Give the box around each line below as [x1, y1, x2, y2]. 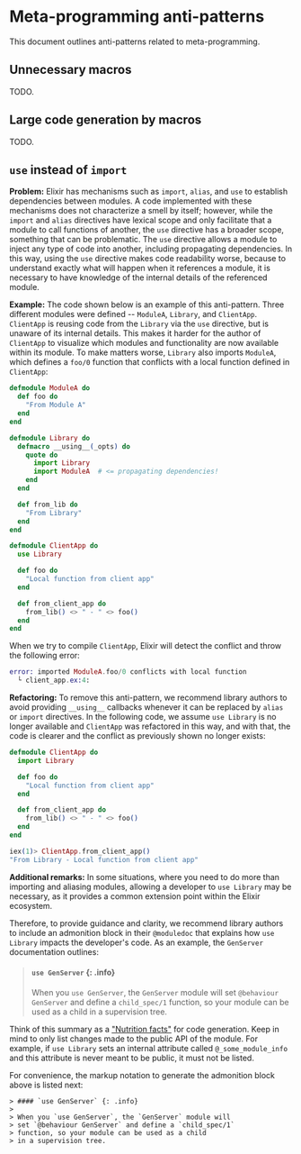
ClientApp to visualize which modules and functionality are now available [9, 338, 279, 349]
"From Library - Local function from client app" [9, 855, 199, 864]
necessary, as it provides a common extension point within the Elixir [9, 890, 261, 902]
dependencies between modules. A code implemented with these [9, 195, 252, 206]
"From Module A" [25, 401, 87, 410]
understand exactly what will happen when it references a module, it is [9, 263, 271, 274]
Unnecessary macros [9, 62, 132, 77]
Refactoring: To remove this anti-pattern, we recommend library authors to [9, 692, 288, 703]
